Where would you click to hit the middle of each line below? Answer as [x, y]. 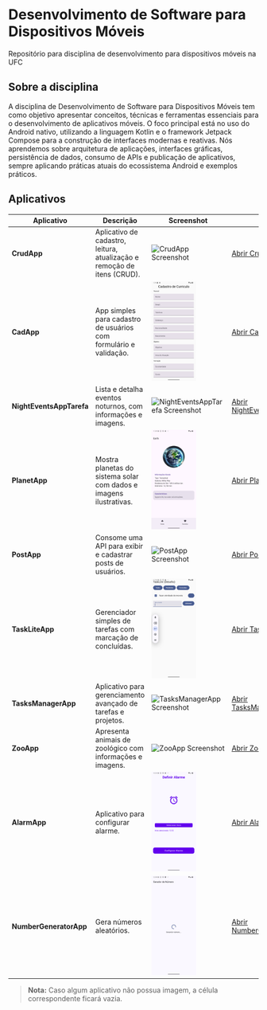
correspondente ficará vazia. [75, 999]
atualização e [117, 257]
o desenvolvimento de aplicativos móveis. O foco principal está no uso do [129, 123]
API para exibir [119, 546]
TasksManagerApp [44, 703]
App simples [116, 311]
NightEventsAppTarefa [50, 406]
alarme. [108, 831]
